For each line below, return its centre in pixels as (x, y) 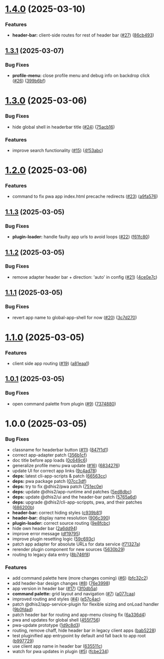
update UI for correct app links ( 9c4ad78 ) (54, 471)
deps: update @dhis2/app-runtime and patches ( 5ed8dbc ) (72, 492)
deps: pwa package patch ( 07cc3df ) (49, 481)
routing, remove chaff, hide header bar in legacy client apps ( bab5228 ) (84, 630)
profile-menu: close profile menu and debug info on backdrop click (81, 75)
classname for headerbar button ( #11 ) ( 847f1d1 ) (60, 450)
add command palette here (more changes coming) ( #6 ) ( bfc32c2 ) (80, 578)
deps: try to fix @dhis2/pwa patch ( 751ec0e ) (58, 486)
